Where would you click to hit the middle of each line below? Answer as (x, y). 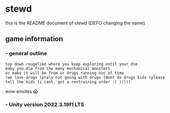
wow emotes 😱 (22, 91)
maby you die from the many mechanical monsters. (59, 68)
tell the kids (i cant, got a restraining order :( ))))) (68, 82)
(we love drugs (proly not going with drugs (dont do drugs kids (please (85, 77)
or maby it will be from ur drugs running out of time (65, 73)
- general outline (26, 53)
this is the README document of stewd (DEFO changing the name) (75, 23)
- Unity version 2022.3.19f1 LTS (45, 104)
